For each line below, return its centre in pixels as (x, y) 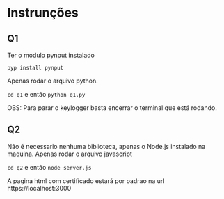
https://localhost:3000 (39, 188)
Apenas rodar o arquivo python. (53, 81)
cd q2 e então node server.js (49, 167)
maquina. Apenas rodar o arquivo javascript (70, 154)
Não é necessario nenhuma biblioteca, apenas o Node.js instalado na (106, 146)
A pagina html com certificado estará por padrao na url (86, 181)
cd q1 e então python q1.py (46, 94)
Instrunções (43, 13)
